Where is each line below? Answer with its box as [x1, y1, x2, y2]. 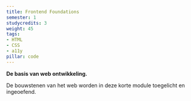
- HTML [6, 37, 23, 43]
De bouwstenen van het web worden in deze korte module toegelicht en [6, 82, 186, 89]
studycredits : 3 [6, 20, 47, 26]
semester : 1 [6, 14, 36, 20]
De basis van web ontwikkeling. [6, 70, 87, 77]
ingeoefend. [6, 88, 36, 95]
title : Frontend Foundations [6, 8, 80, 15]
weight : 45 [6, 25, 34, 32]
